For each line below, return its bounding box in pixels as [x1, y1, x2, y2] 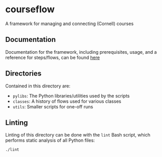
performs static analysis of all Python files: [5, 137, 95, 144]
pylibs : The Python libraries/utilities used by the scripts [12, 93, 130, 99]
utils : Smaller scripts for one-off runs [12, 103, 94, 109]
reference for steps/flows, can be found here [5, 54, 100, 60]
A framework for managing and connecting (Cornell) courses [5, 20, 134, 27]
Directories [5, 69, 42, 78]
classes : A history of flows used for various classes [12, 98, 122, 104]
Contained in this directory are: [5, 83, 71, 89]
